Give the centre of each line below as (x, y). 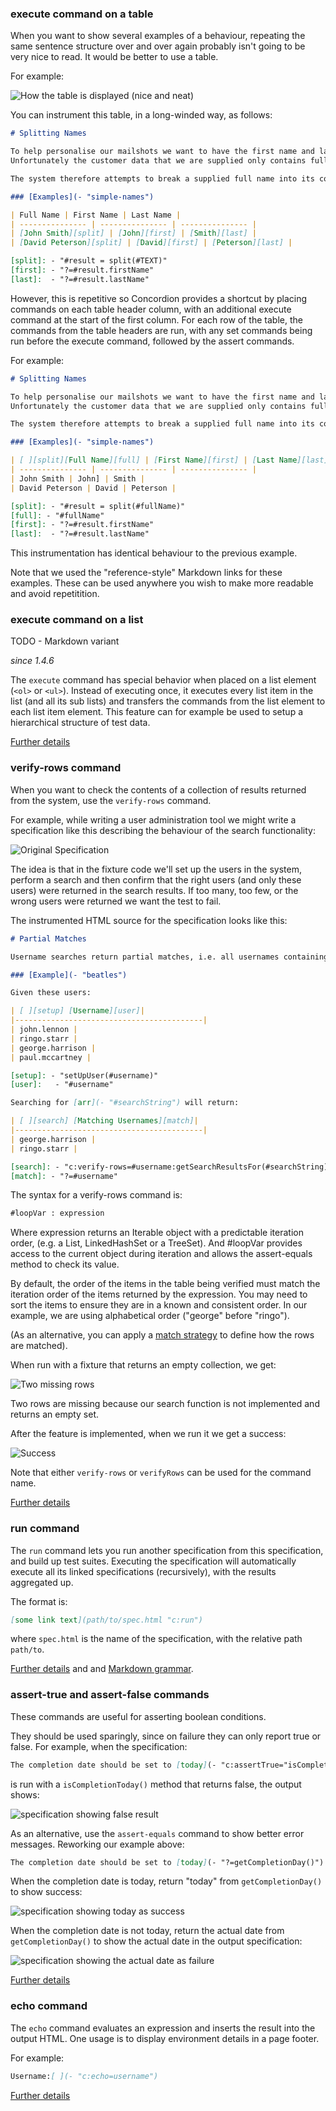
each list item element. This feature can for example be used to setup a (157, 712)
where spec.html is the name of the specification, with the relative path (156, 1639)
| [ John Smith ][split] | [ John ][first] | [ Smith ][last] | (133, 233)
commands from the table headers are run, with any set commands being (161, 330)
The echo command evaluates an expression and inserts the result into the (163, 2028)
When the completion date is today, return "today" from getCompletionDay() (166, 1881)
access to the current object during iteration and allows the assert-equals (161, 1254)
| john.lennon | (44, 1030)
